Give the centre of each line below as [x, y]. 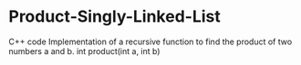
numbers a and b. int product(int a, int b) [84, 51]
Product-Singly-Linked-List [114, 17]
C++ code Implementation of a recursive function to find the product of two [150, 42]
